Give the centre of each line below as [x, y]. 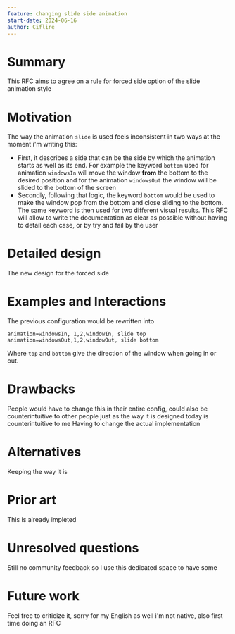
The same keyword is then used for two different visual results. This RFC [123, 210]
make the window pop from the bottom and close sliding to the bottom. [120, 203]
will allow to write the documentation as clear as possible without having [122, 218]
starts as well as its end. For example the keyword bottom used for [113, 166]
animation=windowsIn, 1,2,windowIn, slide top [77, 334]
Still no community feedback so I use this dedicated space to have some [112, 567]
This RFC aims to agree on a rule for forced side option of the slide [104, 81]
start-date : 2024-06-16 [42, 20]
